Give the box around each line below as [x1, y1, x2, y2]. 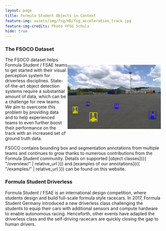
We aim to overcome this [5, 104, 56, 110]
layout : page [5, 8, 32, 13]
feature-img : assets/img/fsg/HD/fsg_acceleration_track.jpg [5, 18, 132, 23]
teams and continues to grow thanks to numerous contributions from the [5, 151, 153, 156]
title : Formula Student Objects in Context [5, 13, 96, 18]
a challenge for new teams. [5, 99, 61, 105]
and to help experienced [5, 115, 55, 120]
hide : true [5, 29, 28, 34]
